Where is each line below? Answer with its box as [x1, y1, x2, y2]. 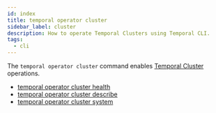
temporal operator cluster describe [17, 90, 118, 98]
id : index [7, 10, 36, 17]
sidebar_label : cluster [7, 23, 77, 30]
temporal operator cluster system [17, 98, 114, 105]
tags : [7, 36, 23, 43]
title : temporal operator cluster [7, 17, 108, 24]
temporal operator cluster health [17, 83, 111, 91]
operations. [7, 69, 40, 77]
